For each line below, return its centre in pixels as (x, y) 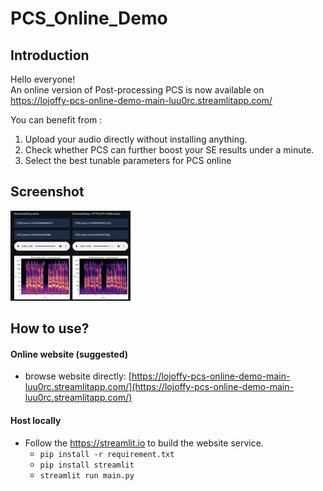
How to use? (50, 328)
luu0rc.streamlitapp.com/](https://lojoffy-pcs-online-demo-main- (159, 387)
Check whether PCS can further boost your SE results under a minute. (169, 150)
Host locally (36, 420)
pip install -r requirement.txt (107, 454)
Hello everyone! (43, 79)
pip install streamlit (87, 465)
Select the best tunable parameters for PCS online (128, 160)
